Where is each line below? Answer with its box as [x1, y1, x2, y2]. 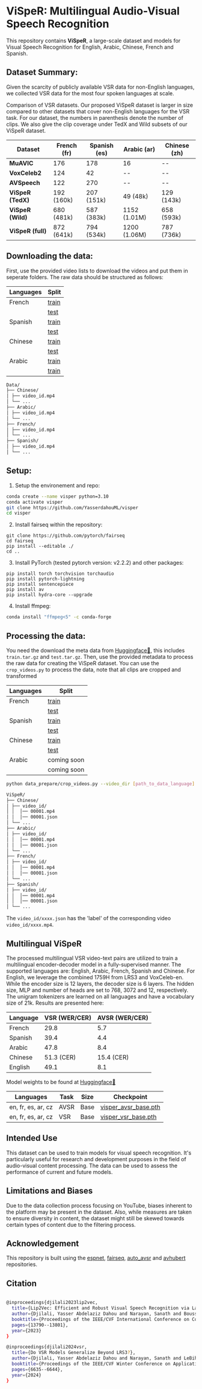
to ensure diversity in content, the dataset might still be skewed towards [6, 1214, 185, 1221]
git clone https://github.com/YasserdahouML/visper [6, 504, 138, 510]
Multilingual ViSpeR [6, 938, 82, 948]
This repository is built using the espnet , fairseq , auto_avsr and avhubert [6, 1255, 186, 1262]
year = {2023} [11, 1328, 42, 1334]
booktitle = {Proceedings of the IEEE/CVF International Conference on [11, 1316, 189, 1322]
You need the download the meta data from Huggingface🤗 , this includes [6, 647, 185, 654]
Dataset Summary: [6, 67, 78, 78]
